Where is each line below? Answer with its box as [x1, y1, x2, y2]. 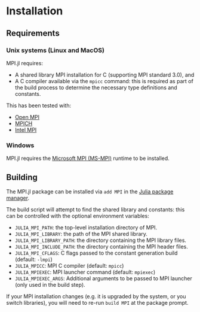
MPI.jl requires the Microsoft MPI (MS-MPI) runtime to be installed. [6, 155, 170, 162]
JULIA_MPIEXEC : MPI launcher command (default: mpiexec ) [14, 268, 156, 275]
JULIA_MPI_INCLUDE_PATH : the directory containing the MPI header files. [14, 243, 188, 250]
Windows [6, 141, 35, 149]
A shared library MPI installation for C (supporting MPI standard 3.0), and [14, 71, 195, 78]
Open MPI [14, 113, 40, 120]
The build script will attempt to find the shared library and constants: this [6, 205, 185, 213]
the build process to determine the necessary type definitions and [14, 84, 177, 91]
